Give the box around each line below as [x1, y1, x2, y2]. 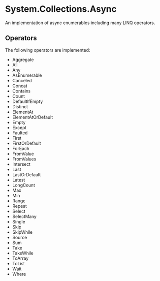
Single [12, 219, 26, 224]
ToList [12, 260, 25, 266]
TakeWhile [12, 250, 33, 256]
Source [12, 234, 27, 240]
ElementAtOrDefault [12, 114, 53, 120]
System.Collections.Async [5, 3, 117, 15]
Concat [12, 83, 28, 89]
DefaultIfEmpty [12, 98, 43, 104]
